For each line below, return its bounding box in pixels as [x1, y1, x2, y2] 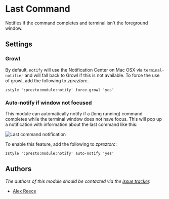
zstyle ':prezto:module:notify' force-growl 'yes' [5, 87, 114, 92]
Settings [5, 40, 33, 49]
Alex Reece [12, 188, 36, 194]
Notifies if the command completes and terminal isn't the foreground [5, 20, 148, 26]
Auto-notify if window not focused [5, 99, 92, 106]
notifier [5, 73, 24, 78]
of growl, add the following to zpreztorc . [5, 77, 89, 84]
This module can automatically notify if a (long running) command [5, 110, 143, 117]
